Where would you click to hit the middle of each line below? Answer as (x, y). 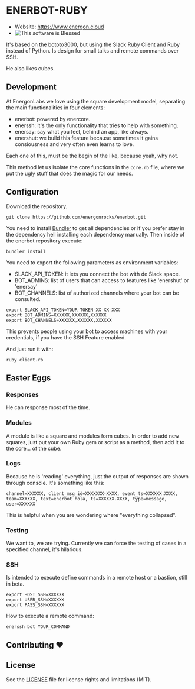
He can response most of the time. (48, 407)
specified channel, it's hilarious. (45, 549)
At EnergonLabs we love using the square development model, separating (96, 101)
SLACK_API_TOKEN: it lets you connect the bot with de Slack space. (97, 274)
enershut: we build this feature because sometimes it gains (86, 138)
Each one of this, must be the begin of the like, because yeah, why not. (92, 156)
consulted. (27, 299)
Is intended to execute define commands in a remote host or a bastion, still (97, 578)
